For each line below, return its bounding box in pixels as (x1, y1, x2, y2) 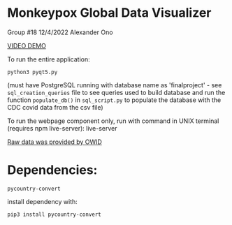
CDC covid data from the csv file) (7, 103, 103, 111)
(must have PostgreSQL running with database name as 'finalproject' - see (7, 80, 222, 89)
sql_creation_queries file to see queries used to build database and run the (7, 88, 226, 96)
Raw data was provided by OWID (7, 138, 103, 146)
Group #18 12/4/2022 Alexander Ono (7, 28, 113, 36)
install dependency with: (7, 197, 78, 205)
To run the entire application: (7, 55, 90, 64)
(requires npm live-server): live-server (7, 124, 117, 132)
